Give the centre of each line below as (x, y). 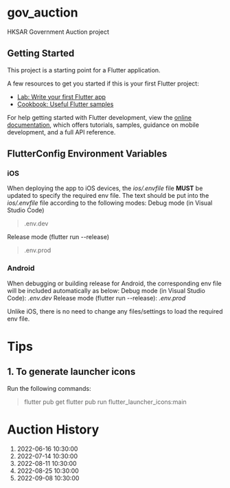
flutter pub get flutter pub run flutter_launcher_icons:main (105, 402)
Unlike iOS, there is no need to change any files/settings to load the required (115, 311)
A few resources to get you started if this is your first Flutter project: (103, 83)
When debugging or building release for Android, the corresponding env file (114, 283)
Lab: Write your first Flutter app (61, 96)
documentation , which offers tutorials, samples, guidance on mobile (103, 125)
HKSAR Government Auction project (58, 32)
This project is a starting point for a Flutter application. (84, 70)
